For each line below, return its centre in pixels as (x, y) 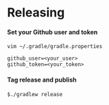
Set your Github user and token (52, 32)
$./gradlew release (35, 94)
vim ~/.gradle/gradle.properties (55, 47)
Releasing (36, 13)
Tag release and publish (42, 80)
